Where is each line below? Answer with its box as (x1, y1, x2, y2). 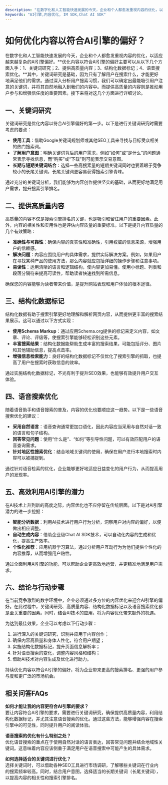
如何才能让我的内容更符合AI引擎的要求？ (5, 703, 89, 709)
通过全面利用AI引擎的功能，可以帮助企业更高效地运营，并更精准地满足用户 (5, 561, 158, 567)
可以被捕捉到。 (16, 455, 48, 461)
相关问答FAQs (5, 689, 48, 697)
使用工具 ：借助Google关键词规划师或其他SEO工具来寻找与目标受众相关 (12, 137, 159, 143)
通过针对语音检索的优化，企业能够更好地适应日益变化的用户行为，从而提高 (5, 465, 158, 471)
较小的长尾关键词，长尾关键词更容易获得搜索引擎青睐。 (12, 169, 126, 175)
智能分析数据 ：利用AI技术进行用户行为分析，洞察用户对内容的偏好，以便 (12, 519, 161, 525)
